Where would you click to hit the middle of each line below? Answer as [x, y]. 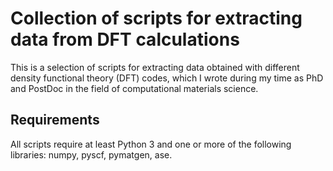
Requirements [55, 120]
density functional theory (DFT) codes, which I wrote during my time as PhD [167, 78]
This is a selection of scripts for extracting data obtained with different [155, 67]
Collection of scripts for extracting [156, 18]
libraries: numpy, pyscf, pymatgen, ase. [91, 154]
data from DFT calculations [125, 39]
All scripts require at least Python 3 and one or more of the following [151, 144]
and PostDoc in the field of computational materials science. [134, 88]
